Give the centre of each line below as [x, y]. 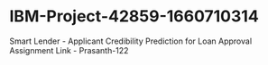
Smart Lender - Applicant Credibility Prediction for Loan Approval [131, 41]
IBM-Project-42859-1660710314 [134, 16]
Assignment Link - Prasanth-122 [69, 50]
